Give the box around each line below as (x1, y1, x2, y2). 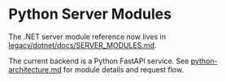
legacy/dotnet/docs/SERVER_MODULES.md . (8, 40, 157, 50)
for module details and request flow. (63, 64, 185, 74)
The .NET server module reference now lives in (8, 32, 167, 41)
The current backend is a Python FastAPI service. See (8, 56, 189, 66)
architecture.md (8, 64, 63, 74)
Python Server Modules (8, 5, 172, 24)
